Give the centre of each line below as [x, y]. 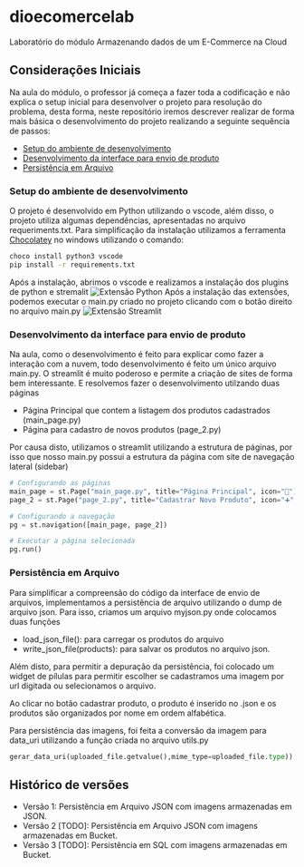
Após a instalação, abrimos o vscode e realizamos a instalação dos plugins [149, 282]
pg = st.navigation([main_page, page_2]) [89, 525]
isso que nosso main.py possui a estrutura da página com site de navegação [152, 457]
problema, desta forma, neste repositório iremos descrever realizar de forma [152, 112]
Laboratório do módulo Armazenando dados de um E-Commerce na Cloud [148, 42]
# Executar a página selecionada [72, 541]
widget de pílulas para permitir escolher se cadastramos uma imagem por [147, 676]
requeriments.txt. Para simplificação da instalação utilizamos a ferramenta [148, 230]
